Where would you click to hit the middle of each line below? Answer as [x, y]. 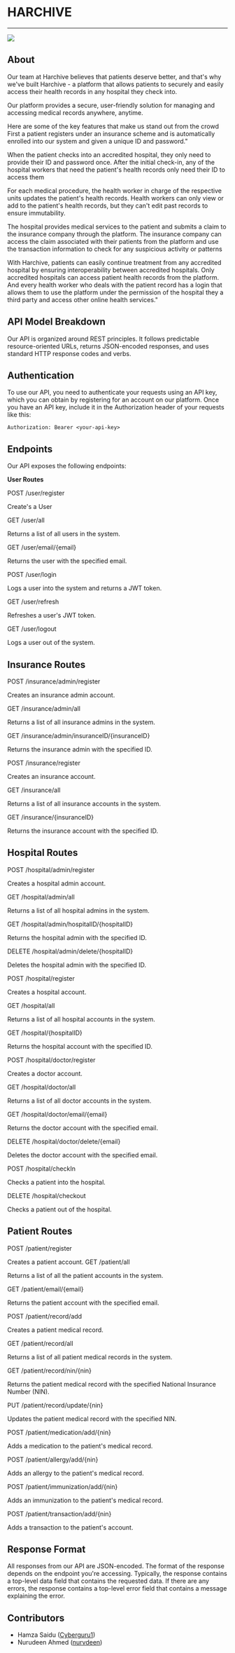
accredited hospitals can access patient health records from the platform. [113, 277]
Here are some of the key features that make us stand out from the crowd [113, 126]
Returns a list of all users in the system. [64, 534]
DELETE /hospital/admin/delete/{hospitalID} [70, 951]
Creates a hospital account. [47, 992]
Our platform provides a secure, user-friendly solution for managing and [111, 105]
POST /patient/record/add [45, 1316]
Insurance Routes [47, 664]
